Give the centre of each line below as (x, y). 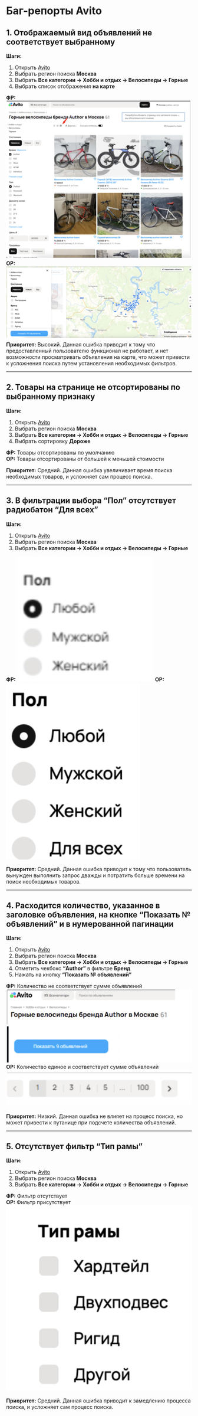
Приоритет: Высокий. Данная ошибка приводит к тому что (81, 345)
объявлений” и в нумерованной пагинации (90, 924)
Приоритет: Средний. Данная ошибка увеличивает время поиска (89, 470)
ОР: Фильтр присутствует (39, 1202)
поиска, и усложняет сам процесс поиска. (60, 1407)
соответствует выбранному (61, 42)
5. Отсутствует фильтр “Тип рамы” (75, 1147)
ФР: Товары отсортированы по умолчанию (60, 452)
